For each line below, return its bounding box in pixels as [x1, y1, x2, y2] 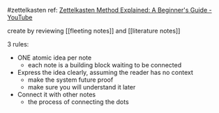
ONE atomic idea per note [17, 53, 92, 62]
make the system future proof [27, 76, 114, 84]
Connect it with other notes [17, 90, 96, 98]
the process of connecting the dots [27, 98, 129, 106]
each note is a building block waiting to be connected [27, 61, 182, 69]
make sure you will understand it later [27, 83, 136, 91]
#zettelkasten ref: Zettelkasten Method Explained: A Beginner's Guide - [7, 6, 212, 14]
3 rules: [7, 40, 29, 48]
